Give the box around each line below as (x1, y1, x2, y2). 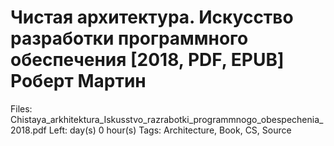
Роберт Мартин (10, 70, 147, 93)
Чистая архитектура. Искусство (10, 6, 294, 29)
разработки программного (10, 27, 249, 50)
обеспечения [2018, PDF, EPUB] (10, 49, 285, 71)
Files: (10, 102, 33, 115)
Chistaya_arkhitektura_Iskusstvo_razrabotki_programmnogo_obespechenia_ (10, 113, 324, 125)
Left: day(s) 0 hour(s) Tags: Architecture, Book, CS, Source (48, 124, 292, 136)
